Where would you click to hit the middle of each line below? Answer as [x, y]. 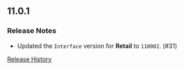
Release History [30, 59]
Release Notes [32, 31]
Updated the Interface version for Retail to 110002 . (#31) [97, 46]
